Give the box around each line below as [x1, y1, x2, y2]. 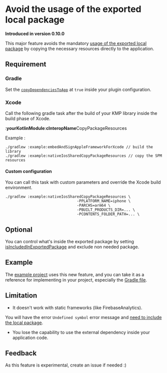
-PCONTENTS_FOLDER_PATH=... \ [76, 212, 140, 217]
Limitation [5, 291, 37, 300]
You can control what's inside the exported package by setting [5, 238, 134, 244]
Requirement [5, 60, 46, 68]
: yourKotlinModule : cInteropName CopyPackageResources [5, 125, 127, 131]
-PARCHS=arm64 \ [76, 203, 111, 208]
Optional [5, 225, 32, 234]
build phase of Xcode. [5, 115, 51, 121]
